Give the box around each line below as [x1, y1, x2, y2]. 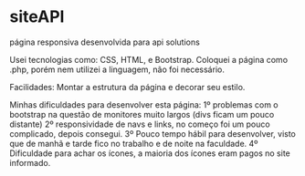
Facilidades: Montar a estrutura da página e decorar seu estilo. [9, 81, 246, 92]
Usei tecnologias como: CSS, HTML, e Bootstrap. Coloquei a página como [9, 54, 289, 65]
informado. [9, 157, 51, 168]
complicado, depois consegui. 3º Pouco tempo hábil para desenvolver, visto [9, 128, 297, 139]
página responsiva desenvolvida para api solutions [9, 36, 201, 47]
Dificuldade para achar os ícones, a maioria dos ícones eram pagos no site [9, 148, 290, 159]
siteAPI [9, 6, 65, 27]
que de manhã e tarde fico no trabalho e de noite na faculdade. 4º [9, 138, 258, 149]
